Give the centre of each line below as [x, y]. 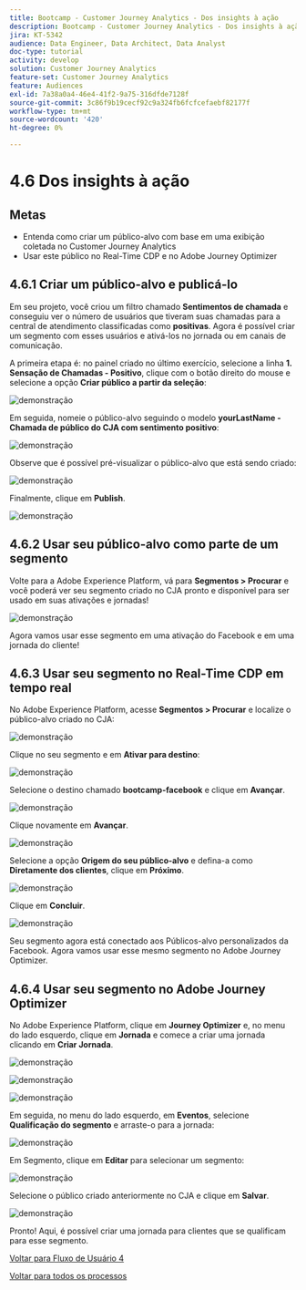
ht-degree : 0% [36, 129]
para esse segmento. [49, 1241]
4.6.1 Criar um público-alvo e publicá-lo [124, 285]
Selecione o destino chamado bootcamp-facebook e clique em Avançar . [147, 790]
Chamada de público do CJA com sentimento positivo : [114, 427]
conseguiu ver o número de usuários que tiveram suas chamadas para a [145, 316]
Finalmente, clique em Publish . [67, 498]
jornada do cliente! [45, 645]
